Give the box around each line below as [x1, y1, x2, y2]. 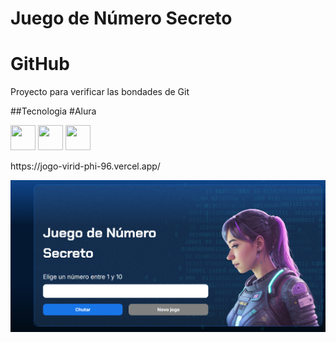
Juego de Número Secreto [10, 7, 233, 30]
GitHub [10, 53, 70, 76]
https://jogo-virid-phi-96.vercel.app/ [10, 160, 161, 172]
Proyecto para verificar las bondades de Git [10, 86, 190, 98]
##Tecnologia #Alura [10, 105, 97, 117]
